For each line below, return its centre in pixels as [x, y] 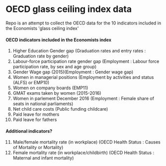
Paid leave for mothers [36, 114]
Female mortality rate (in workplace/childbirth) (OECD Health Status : [83, 153]
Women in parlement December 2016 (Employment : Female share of [83, 99]
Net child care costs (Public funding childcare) [60, 109]
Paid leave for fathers [35, 120]
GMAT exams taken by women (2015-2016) [57, 93]
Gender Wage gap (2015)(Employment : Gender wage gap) [73, 72]
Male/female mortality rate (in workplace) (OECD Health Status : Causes [86, 142]
